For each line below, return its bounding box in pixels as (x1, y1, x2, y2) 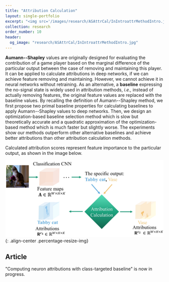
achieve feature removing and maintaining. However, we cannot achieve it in (5, 76, 163, 82)
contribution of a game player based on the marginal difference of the (5, 60, 150, 66)
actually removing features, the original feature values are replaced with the (5, 92, 162, 98)
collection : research (5, 24, 51, 29)
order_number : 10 (5, 29, 42, 35)
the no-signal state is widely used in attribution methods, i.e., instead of (5, 86, 153, 93)
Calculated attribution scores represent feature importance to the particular (5, 144, 161, 151)
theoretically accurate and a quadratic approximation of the (5, 119, 128, 125)
